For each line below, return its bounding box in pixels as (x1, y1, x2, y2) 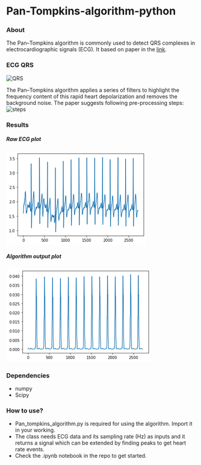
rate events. (14, 446, 45, 453)
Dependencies (6, 371, 50, 379)
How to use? (6, 406, 43, 414)
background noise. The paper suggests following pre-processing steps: (6, 99, 184, 106)
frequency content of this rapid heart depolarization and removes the (6, 92, 178, 100)
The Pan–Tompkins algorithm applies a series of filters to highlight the (6, 86, 179, 93)
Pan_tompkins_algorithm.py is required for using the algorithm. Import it (14, 420, 193, 428)
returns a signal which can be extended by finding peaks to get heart (14, 439, 187, 447)
